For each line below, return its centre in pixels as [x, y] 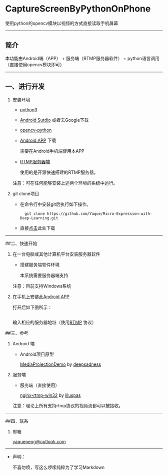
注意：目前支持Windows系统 [42, 286]
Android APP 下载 [38, 140]
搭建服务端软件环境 [40, 265]
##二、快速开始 [21, 243]
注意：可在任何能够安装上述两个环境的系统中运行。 [65, 183]
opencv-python [36, 130]
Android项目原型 [37, 354]
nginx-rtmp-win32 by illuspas [50, 395]
